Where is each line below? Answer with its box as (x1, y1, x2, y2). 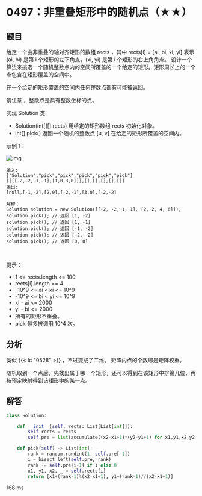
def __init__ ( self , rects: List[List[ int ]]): (17, 423, 133, 429)
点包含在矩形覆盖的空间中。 (6, 71, 75, 78)
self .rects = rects (28, 429, 77, 435)
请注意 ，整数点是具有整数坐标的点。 (6, 97, 97, 104)
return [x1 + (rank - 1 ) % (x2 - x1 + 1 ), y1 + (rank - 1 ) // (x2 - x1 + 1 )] (28, 473, 174, 479)
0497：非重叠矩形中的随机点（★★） (6, 5, 192, 19)
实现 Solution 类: (6, 110, 47, 116)
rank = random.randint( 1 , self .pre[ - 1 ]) (28, 451, 130, 457)
